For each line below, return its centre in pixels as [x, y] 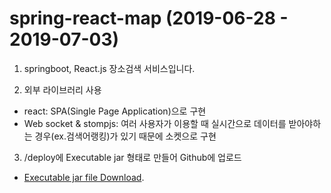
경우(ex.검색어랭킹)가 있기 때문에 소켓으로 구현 [125, 136]
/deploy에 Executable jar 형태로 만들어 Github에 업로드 [132, 157]
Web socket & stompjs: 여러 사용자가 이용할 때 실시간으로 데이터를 [155, 123]
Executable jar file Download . [84, 177]
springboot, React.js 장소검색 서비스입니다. [109, 68]
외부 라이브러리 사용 [62, 89]
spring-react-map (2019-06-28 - [149, 18]
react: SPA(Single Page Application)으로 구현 [115, 111]
